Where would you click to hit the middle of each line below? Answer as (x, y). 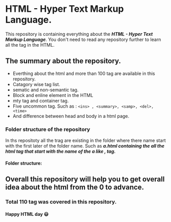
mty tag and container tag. (41, 100)
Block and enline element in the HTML (53, 95)
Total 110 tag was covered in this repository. (61, 201)
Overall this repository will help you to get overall (85, 179)
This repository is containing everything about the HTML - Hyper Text (79, 34)
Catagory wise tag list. (36, 84)
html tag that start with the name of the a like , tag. (61, 151)
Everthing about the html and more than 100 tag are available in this (84, 73)
